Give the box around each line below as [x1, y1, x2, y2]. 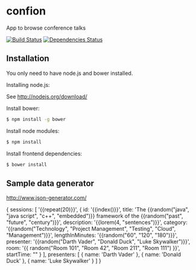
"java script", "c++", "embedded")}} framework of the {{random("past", [6, 213, 183, 220]
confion [6, 4, 46, 18]
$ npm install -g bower [6, 116, 66, 122]
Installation [6, 53, 49, 64]
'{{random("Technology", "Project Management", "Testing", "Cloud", [6, 225, 176, 233]
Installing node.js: [6, 81, 50, 88]
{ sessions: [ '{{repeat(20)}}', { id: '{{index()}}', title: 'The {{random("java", [6, 206, 189, 213]
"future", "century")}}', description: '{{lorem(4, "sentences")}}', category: [6, 219, 188, 226]
